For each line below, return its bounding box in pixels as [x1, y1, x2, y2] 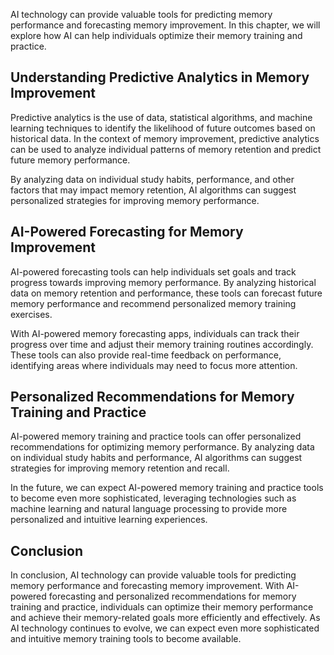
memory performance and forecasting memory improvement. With [10, 580, 285, 592]
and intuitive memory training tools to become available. [10, 633, 242, 645]
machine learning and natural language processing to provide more [10, 503, 288, 515]
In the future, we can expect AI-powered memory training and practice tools [10, 482, 324, 494]
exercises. [10, 308, 53, 320]
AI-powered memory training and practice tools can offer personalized [10, 430, 302, 443]
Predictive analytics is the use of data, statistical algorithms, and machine [10, 111, 313, 123]
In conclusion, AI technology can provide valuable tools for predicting [10, 569, 297, 581]
